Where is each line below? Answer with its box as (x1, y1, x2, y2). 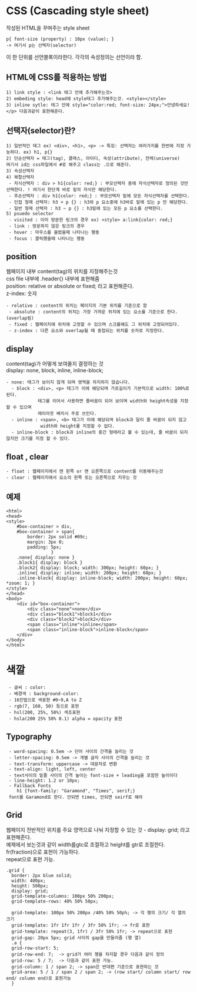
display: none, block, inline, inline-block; (6, 367, 104, 374)
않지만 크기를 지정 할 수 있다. (6, 436, 71, 442)
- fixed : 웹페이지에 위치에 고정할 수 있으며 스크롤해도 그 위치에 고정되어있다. (8, 322, 180, 328)
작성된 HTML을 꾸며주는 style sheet (6, 24, 90, 31)
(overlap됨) (6, 315, 34, 322)
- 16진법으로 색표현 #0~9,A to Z (8, 697, 82, 703)
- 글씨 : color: (8, 685, 46, 690)
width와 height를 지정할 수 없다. (40, 423, 115, 429)
